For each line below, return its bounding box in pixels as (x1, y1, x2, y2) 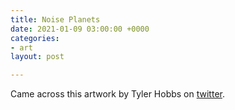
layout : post (10, 52, 65, 62)
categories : (10, 33, 60, 43)
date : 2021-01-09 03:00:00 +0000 (10, 24, 150, 34)
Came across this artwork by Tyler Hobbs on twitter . (10, 88, 225, 100)
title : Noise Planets (10, 14, 101, 25)
